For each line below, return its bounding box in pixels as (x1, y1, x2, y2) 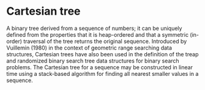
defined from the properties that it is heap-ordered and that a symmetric (6, 31, 188, 38)
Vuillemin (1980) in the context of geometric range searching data (6, 44, 173, 51)
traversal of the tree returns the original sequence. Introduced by (23, 37, 187, 45)
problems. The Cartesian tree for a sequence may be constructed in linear (6, 63, 193, 71)
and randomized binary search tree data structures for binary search (6, 57, 179, 64)
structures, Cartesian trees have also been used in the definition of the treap (6, 50, 199, 58)
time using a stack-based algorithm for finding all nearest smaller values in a (6, 70, 199, 77)
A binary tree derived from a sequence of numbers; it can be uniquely (6, 24, 182, 32)
